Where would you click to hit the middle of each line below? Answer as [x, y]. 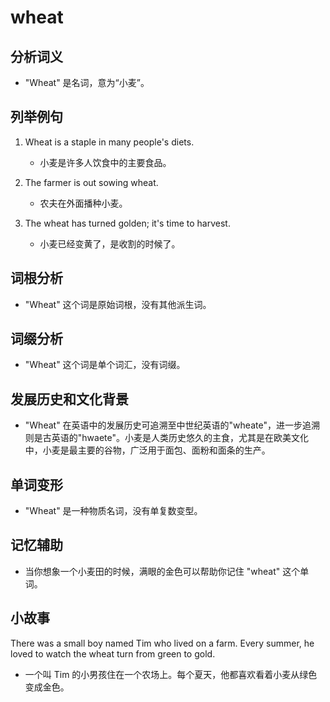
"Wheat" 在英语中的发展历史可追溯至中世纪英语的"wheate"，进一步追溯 [172, 425]
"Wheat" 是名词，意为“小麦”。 [87, 82]
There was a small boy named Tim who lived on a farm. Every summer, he [162, 643]
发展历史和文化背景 [69, 399]
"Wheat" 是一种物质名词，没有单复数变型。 [113, 511]
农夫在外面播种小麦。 [83, 203]
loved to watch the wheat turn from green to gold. [113, 653]
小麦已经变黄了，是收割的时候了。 [110, 243]
